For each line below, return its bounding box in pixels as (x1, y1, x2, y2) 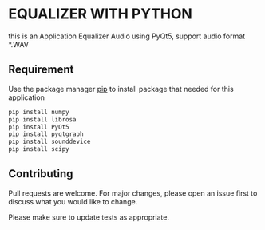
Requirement (8, 63, 74, 77)
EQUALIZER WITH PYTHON (8, 5, 193, 23)
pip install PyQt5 (8, 123, 69, 131)
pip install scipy (8, 145, 69, 153)
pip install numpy (8, 108, 69, 116)
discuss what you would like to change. (8, 196, 138, 206)
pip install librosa (8, 115, 77, 124)
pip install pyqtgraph (8, 130, 84, 138)
